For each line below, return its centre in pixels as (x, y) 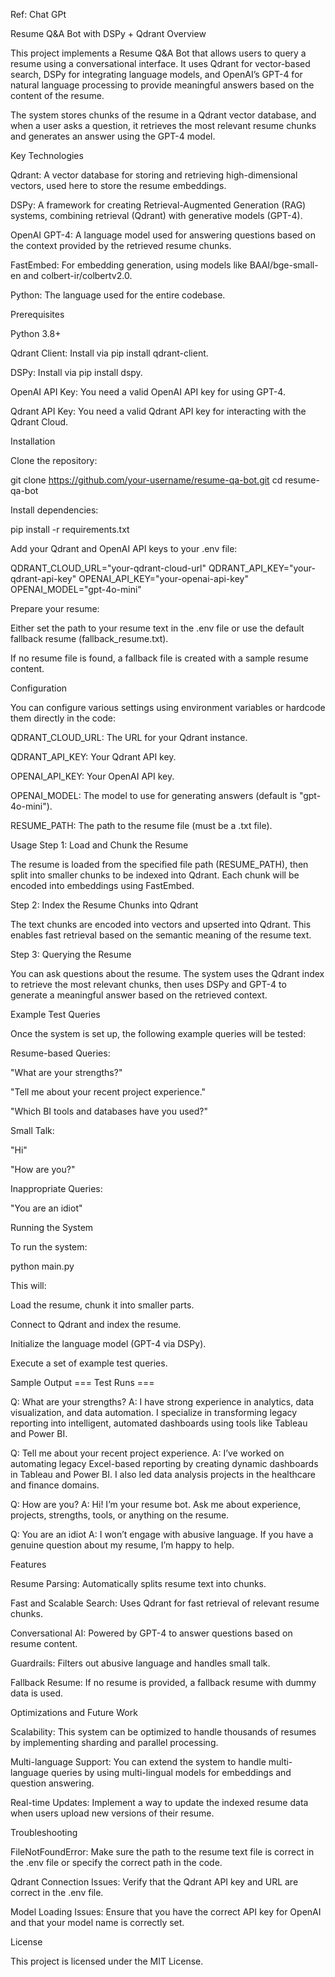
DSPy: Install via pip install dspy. (76, 372)
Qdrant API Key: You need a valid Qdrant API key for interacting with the (158, 411)
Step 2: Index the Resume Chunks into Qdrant (104, 905)
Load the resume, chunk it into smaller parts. (102, 1305)
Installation (33, 441)
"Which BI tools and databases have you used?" (109, 1111)
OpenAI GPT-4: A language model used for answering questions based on (163, 235)
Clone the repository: (54, 460)
